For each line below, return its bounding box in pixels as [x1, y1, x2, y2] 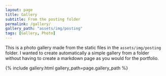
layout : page [5, 7, 33, 13]
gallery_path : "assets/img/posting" [5, 26, 83, 31]
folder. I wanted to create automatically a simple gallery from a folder [5, 50, 150, 56]
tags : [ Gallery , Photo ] [5, 31, 56, 36]
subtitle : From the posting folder [5, 17, 81, 22]
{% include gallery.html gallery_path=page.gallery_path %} [5, 65, 128, 71]
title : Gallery [5, 12, 38, 17]
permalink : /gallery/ [5, 21, 51, 27]
